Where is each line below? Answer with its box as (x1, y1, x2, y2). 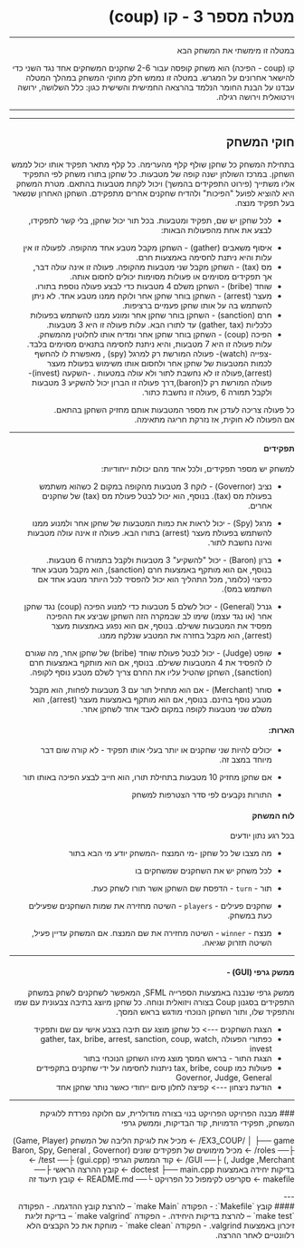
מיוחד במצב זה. (219, 755, 272, 765)
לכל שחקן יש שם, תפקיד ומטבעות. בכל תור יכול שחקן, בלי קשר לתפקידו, (28, 215, 272, 226)
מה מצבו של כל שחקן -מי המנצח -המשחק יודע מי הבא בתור (68, 848, 272, 859)
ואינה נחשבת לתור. (207, 537, 272, 548)
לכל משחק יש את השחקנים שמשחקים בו (135, 865, 272, 876)
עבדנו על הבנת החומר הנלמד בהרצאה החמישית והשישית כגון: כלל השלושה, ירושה (17, 82, 295, 93)
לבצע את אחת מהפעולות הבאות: (160, 224, 272, 235)
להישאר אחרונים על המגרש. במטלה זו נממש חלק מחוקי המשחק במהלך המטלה (25, 72, 295, 83)
